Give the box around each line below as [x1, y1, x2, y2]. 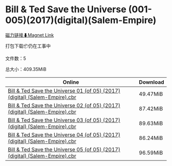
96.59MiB [139, 149, 163, 156]
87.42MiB [139, 105, 163, 112]
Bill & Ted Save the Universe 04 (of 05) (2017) [8, 131, 120, 138]
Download [139, 78, 164, 85]
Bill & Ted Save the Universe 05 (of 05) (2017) [8, 146, 120, 153]
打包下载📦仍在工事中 [5, 42, 51, 49]
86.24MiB [139, 134, 163, 141]
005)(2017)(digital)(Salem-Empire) [5, 14, 157, 26]
